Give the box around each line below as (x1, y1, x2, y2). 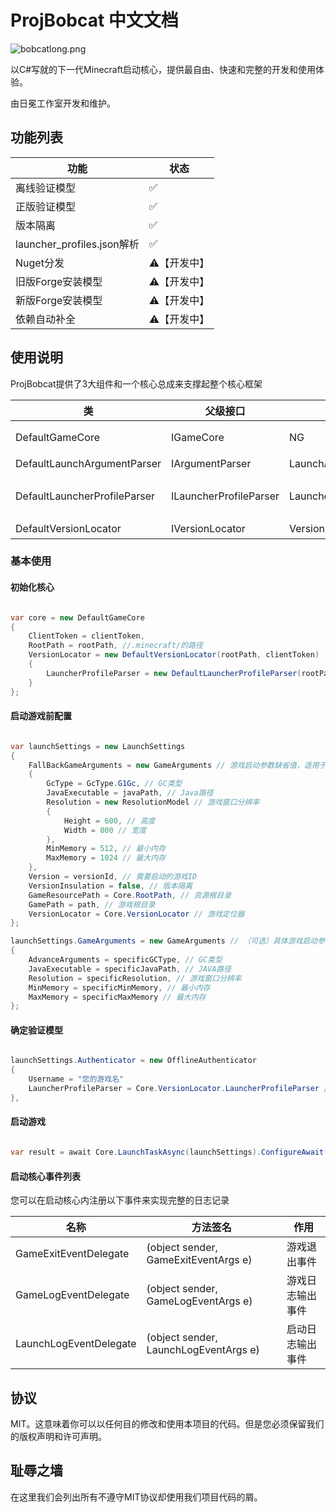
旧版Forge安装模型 (15, 274, 103, 288)
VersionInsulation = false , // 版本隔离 (28, 881, 193, 891)
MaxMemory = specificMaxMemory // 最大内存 (28, 992, 207, 1002)
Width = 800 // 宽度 (63, 825, 147, 835)
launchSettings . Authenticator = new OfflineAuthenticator (10, 1056, 257, 1066)
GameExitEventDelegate (15, 1247, 130, 1261)
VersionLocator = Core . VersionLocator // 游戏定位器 (28, 909, 245, 919)
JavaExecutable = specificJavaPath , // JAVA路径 (28, 964, 232, 974)
